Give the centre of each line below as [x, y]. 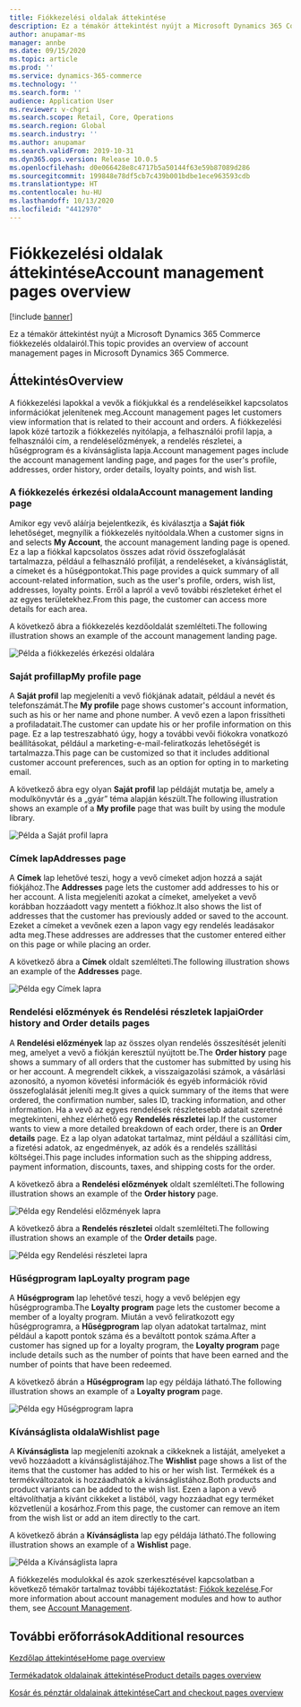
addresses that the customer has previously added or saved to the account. [149, 916]
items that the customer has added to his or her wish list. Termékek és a [142, 1470]
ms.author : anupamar [48, 142]
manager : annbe [38, 43]
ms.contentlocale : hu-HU [56, 193]
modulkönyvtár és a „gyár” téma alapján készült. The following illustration [144, 799]
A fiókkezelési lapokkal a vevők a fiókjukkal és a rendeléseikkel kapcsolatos [149, 402]
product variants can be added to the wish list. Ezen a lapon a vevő [133, 1489]
